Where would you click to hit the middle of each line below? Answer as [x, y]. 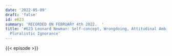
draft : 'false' [21, 15]
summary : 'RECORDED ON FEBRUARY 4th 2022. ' [55, 24]
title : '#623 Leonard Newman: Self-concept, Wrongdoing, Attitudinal [81, 29]
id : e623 [15, 19]
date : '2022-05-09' [26, 10]
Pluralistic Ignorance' [35, 34]
